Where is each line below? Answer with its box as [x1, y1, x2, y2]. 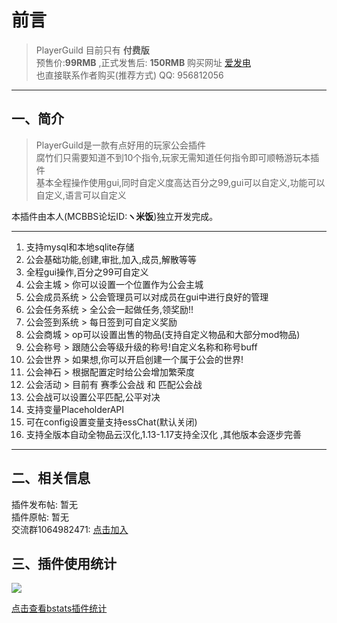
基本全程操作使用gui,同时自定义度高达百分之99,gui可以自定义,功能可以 [35, 176, 326, 188]
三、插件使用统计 [11, 555, 117, 572]
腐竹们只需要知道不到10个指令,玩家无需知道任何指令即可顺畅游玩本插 [35, 151, 320, 163]
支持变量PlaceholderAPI [25, 403, 125, 415]
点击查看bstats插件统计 [11, 602, 108, 615]
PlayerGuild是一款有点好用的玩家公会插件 [35, 139, 206, 151]
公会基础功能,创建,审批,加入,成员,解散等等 [25, 253, 197, 265]
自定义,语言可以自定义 [35, 189, 127, 201]
